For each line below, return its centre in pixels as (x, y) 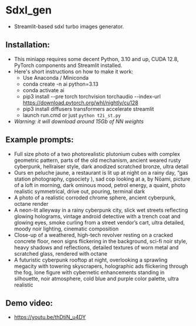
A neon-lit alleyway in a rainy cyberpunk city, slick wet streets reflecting (101, 210)
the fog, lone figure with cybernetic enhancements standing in (89, 272)
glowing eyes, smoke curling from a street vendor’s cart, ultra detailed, (99, 222)
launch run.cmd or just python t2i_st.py (72, 115)
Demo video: (29, 303)
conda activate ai (43, 90)
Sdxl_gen (29, 10)
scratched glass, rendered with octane (61, 253)
